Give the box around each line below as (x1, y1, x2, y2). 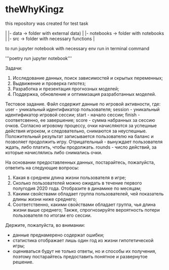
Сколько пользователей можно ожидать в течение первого (12, 180, 142, 186)
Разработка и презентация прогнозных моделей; (12, 85, 119, 92)
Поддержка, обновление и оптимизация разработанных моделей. (12, 91, 156, 97)
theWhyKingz (5, 4, 64, 15)
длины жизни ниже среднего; (12, 196, 77, 202)
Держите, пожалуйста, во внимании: (5, 222, 85, 228)
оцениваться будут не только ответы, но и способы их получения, (12, 248, 157, 254)
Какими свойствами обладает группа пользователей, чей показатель (12, 190, 164, 196)
